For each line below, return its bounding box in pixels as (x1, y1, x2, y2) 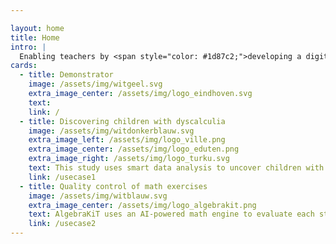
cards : (10, 61, 38, 71)
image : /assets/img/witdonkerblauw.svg (28, 126, 195, 136)
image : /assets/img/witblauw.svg (28, 191, 168, 201)
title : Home (10, 32, 60, 43)
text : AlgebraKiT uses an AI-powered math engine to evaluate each (28, 209, 315, 220)
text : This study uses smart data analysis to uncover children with (28, 163, 325, 173)
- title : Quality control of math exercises (19, 181, 208, 191)
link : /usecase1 (28, 172, 97, 182)
